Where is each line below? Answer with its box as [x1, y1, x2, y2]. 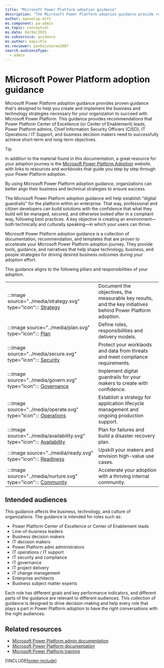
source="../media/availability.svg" [7, 433, 85, 439]
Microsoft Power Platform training [12, 648, 80, 654]
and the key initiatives [98, 301, 148, 308]
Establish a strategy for [98, 394, 151, 401]
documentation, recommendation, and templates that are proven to [5, 236, 140, 242]
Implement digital [98, 368, 138, 374]
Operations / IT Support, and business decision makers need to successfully [5, 132, 159, 138]
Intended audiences [5, 495, 67, 504]
